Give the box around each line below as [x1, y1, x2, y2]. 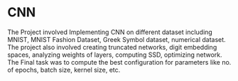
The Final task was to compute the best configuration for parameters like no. [7, 58, 232, 66]
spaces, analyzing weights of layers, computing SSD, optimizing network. [7, 50, 222, 59]
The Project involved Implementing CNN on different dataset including [7, 28, 213, 36]
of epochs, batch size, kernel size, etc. [7, 65, 121, 74]
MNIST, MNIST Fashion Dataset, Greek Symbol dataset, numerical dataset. [7, 35, 226, 43]
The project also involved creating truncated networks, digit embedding [7, 43, 217, 51]
